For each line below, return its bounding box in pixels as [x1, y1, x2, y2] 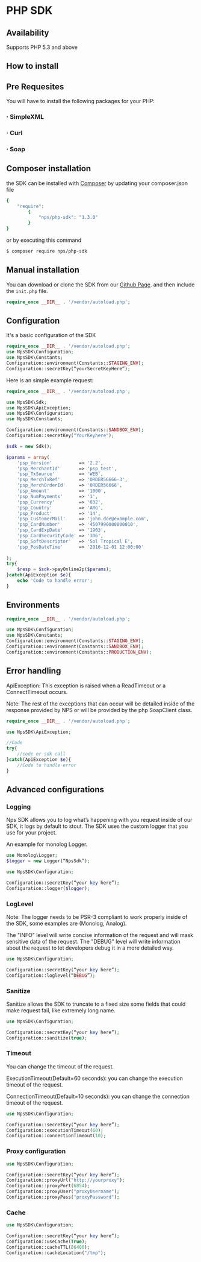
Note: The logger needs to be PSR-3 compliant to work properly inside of [6, 913, 188, 921]
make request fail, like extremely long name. [6, 1006, 116, 1014]
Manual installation [6, 265, 80, 275]
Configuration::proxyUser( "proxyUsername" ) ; [6, 1188, 120, 1194]
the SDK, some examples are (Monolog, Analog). [6, 920, 128, 927]
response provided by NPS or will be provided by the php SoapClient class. [6, 706, 193, 713]
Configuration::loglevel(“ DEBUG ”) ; [6, 972, 96, 979]
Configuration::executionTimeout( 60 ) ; [6, 1127, 104, 1134]
